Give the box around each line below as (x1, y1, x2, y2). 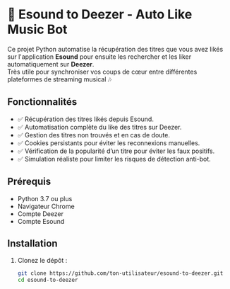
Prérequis (7, 176, 52, 188)
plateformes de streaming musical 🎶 (7, 74, 112, 84)
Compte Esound (17, 217, 65, 225)
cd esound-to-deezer (17, 276, 78, 284)
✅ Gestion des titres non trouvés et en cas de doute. (17, 130, 171, 139)
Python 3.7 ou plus (17, 194, 73, 203)
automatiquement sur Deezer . (7, 59, 95, 68)
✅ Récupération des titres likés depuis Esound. (17, 115, 154, 123)
